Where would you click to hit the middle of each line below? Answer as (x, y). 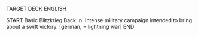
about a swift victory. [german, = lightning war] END (70, 27)
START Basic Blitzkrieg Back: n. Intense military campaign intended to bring (99, 20)
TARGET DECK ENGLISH (36, 9)
